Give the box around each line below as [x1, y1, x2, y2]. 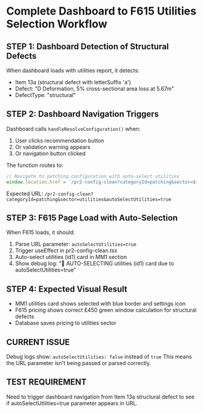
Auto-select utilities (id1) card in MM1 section [14, 254, 127, 261]
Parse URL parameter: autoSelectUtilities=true [14, 241, 137, 248]
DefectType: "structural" [14, 92, 76, 98]
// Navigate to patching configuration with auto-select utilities [6, 173, 180, 180]
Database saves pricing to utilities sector [14, 320, 117, 327]
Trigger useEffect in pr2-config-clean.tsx [14, 247, 118, 254]
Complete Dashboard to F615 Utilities [6, 4, 196, 18]
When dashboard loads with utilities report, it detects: [6, 67, 140, 74]
